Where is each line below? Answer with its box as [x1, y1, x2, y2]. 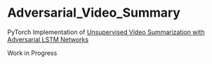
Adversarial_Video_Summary [7, 5, 181, 21]
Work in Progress [7, 49, 58, 57]
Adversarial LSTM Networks [7, 35, 89, 43]
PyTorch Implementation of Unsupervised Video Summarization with [7, 28, 205, 36]
